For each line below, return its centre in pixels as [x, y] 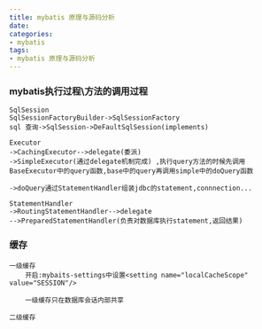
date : [19, 26]
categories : [31, 34]
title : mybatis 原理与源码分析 [62, 17]
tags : [19, 51]
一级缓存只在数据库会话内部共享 [75, 300]
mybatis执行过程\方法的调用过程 [79, 91]
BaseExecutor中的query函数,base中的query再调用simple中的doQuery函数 [131, 171]
